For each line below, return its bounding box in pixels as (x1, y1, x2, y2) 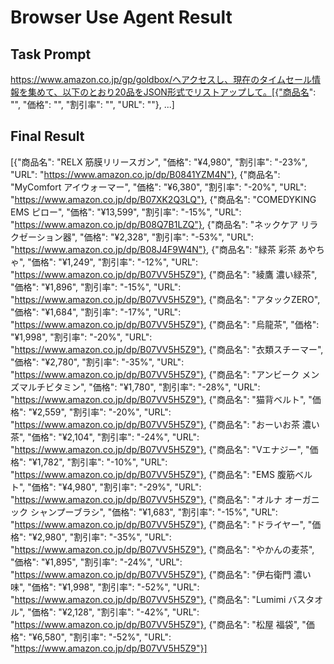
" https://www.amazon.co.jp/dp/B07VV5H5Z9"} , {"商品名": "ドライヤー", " (10, 518, 313, 530)
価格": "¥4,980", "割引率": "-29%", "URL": (31, 481, 202, 493)
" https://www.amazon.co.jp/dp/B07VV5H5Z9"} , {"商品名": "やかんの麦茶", (10, 543, 315, 555)
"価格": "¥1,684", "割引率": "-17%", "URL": (10, 306, 182, 318)
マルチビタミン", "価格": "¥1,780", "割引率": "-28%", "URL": (18, 381, 261, 393)
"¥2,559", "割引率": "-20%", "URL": (28, 406, 172, 418)
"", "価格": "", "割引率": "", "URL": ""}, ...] (10, 99, 175, 110)
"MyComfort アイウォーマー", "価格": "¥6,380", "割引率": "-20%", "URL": (10, 181, 307, 193)
